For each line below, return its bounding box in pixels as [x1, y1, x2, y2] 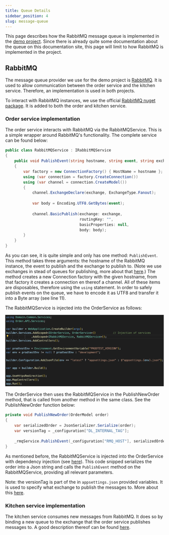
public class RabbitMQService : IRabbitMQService [5, 148, 112, 153]
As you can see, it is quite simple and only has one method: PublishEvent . [5, 252, 158, 258]
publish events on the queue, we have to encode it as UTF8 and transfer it [5, 290, 159, 296]
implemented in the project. [5, 49, 62, 55]
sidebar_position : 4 [5, 13, 49, 19]
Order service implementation [5, 116, 80, 123]
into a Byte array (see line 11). [5, 295, 66, 301]
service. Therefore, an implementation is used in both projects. [5, 88, 135, 94]
